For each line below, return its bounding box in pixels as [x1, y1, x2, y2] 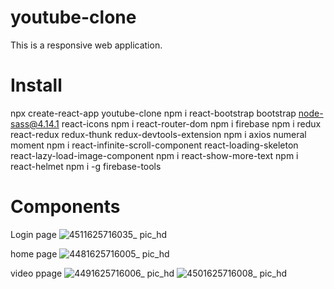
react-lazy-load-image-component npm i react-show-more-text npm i [10, 149, 299, 161]
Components [10, 196, 121, 218]
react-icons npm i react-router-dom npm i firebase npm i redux [61, 117, 322, 130]
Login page [10, 228, 57, 240]
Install [10, 74, 63, 97]
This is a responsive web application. [10, 39, 163, 51]
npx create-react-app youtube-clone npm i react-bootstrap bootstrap [10, 107, 297, 119]
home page [10, 247, 58, 260]
